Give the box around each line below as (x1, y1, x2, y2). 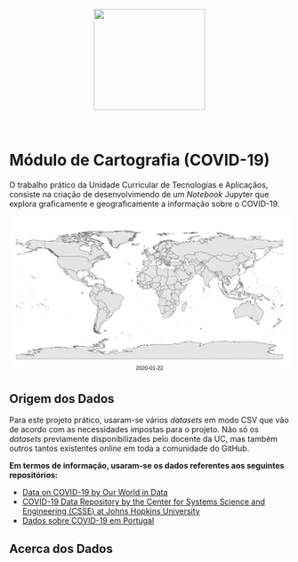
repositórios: (9, 470, 58, 480)
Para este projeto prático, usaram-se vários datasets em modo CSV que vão (9, 414, 289, 426)
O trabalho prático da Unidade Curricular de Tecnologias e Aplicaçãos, (9, 179, 269, 190)
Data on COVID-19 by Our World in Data (21, 487, 168, 498)
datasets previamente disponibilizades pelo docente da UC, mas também (9, 434, 278, 445)
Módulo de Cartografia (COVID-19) (9, 150, 270, 171)
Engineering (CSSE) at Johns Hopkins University (21, 506, 200, 517)
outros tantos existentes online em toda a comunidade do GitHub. (9, 443, 250, 454)
